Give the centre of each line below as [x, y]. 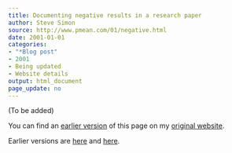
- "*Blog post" [33, 52]
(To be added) [31, 111]
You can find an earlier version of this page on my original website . [116, 126]
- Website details [38, 74]
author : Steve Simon [42, 23]
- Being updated [35, 67]
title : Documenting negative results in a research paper [105, 15]
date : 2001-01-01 [37, 37]
